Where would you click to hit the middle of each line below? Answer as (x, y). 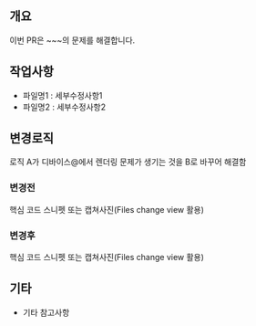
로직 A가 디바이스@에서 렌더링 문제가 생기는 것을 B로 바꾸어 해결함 (128, 162)
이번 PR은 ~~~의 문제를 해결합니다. (72, 40)
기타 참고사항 (46, 312)
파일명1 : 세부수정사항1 (62, 95)
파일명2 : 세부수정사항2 (64, 107)
